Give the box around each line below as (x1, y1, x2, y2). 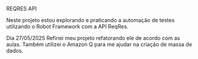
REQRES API (6, 5, 37, 12)
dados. (6, 47, 23, 54)
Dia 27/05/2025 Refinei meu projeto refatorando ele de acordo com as (6, 35, 180, 41)
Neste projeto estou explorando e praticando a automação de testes (6, 17, 175, 23)
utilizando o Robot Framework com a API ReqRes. (6, 23, 129, 30)
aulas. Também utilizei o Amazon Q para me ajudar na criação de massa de (6, 41, 193, 48)
